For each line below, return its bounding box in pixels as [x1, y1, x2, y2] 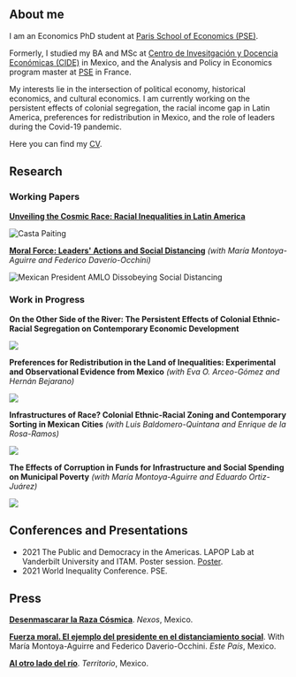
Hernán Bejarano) [9, 375, 75, 386]
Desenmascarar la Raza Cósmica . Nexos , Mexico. [9, 614, 194, 625]
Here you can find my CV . [9, 138, 102, 149]
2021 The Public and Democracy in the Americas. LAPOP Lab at [21, 546, 254, 557]
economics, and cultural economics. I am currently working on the [9, 93, 250, 104]
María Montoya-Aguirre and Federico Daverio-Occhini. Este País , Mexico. [9, 641, 277, 651]
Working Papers [9, 190, 80, 203]
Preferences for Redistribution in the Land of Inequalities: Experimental [9, 357, 277, 367]
